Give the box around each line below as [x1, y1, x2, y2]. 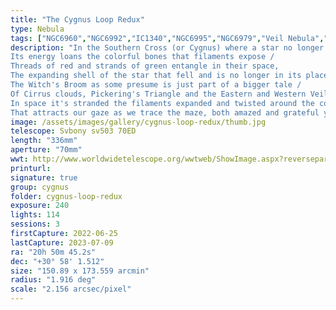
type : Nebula [10, 24, 65, 34]
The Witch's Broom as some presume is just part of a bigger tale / [10, 80, 302, 90]
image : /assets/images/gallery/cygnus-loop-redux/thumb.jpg [10, 117, 267, 127]
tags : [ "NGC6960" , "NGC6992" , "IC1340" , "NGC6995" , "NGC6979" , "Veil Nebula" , [10, 33, 325, 43]
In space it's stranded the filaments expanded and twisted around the [10, 98, 315, 108]
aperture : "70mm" [10, 145, 83, 155]
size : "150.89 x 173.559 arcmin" [10, 266, 150, 276]
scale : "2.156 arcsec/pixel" [10, 284, 132, 295]
